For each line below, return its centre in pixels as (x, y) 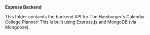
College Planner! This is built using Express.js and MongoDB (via (71, 22)
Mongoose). (18, 27)
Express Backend (23, 7)
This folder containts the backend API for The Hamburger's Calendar (75, 17)
